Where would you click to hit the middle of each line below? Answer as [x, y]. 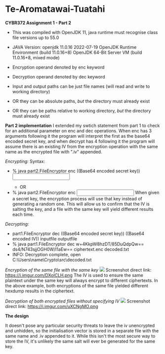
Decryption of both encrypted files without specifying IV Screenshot [78, 301]
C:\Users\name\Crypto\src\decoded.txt [52, 260]
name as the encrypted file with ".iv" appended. [54, 152]
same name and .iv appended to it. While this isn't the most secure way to [80, 336]
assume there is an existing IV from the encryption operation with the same [82, 146]
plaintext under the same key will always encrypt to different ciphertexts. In [82, 280]
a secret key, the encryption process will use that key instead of [77, 198]
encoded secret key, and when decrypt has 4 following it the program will [80, 141]
